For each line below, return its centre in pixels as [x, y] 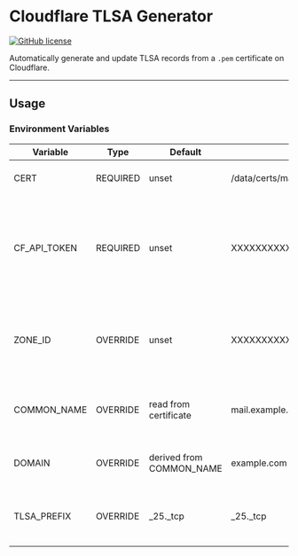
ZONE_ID [32, 340]
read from [169, 403]
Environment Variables [59, 129]
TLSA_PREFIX [43, 516]
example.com [259, 463]
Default [186, 152]
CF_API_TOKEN [46, 247]
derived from [176, 457]
